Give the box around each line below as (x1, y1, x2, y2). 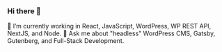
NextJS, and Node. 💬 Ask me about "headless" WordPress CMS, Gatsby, (7, 29, 216, 37)
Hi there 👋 (7, 6, 42, 16)
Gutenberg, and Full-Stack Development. (7, 37, 125, 45)
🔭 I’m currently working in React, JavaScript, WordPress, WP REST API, (7, 22, 212, 31)
